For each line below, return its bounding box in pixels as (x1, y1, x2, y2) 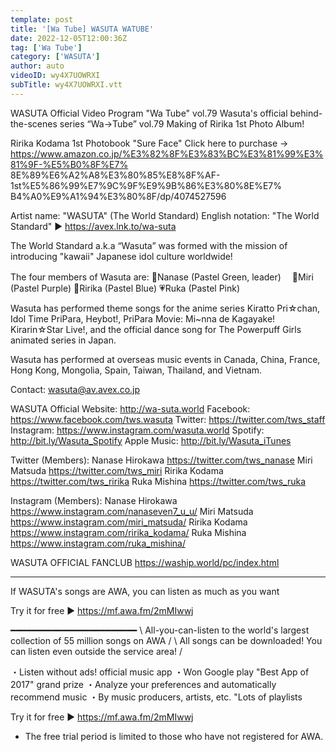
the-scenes (10, 117, 58, 130)
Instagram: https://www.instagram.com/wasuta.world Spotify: (10, 424, 265, 436)
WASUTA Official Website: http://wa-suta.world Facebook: (10, 402, 251, 415)
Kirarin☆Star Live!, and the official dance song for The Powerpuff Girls (10, 323, 302, 335)
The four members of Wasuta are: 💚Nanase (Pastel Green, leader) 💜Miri (10, 271, 314, 283)
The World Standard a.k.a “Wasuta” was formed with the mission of (10, 239, 288, 251)
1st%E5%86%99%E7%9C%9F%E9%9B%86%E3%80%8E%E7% (10, 179, 282, 191)
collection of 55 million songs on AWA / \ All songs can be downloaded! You (10, 634, 323, 646)
